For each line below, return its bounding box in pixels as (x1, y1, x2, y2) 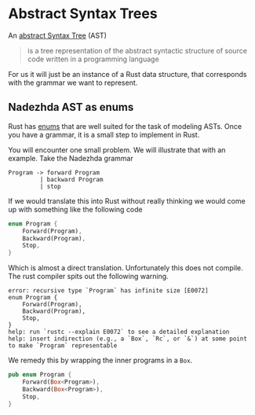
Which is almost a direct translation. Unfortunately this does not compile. (8, 263, 243, 273)
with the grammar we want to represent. (8, 78, 138, 87)
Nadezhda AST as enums (8, 101, 134, 114)
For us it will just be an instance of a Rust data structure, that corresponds (8, 69, 247, 79)
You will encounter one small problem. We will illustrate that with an (8, 145, 226, 154)
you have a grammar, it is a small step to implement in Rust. (8, 130, 200, 139)
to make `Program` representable (8, 342, 118, 350)
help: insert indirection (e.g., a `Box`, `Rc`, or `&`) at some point (8, 335, 247, 343)
